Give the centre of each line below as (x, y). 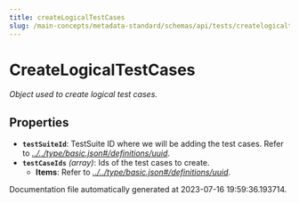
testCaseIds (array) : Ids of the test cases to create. (116, 163)
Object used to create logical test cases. (84, 94)
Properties (39, 122)
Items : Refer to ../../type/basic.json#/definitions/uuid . (133, 172)
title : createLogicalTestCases (67, 17)
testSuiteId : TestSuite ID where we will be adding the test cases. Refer (153, 144)
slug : (19, 26)
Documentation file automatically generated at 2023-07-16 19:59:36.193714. (148, 190)
